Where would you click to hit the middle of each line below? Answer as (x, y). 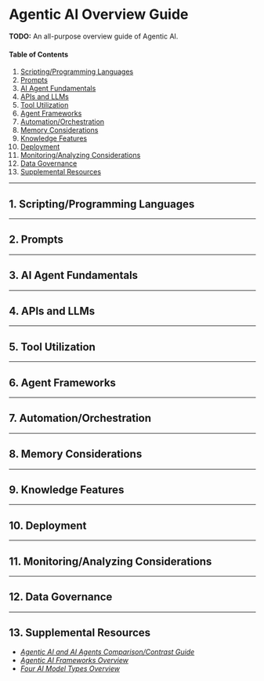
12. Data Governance (61, 597)
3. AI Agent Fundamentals (74, 275)
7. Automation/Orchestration (80, 418)
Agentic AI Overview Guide (99, 15)
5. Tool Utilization (52, 347)
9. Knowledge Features (67, 490)
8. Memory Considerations (76, 454)
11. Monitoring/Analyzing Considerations (110, 561)
